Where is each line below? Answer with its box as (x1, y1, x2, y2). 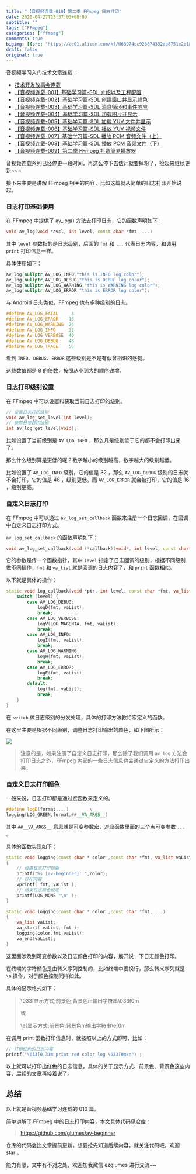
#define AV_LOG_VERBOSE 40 (6, 332, 75, 338)
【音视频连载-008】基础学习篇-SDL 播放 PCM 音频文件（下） (14, 140, 162, 147)
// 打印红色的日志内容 (6, 1046, 54, 1052)
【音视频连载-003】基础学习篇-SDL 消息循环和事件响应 (14, 103, 148, 110)
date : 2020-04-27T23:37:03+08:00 (6, 14, 87, 20)
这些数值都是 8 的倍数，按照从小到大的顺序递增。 (6, 367, 125, 374)
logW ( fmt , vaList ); (37, 653, 85, 659)
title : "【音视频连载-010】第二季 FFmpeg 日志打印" (6, 8, 122, 15)
